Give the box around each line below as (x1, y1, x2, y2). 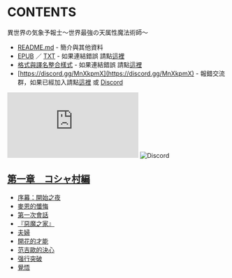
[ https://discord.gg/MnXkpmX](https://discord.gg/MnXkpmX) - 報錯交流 (17, 69, 225, 78)
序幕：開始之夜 (17, 193, 61, 201)
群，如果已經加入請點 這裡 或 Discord (17, 78, 124, 86)
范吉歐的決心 (17, 245, 55, 254)
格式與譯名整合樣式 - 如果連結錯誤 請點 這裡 (17, 60, 143, 68)
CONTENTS (7, 4, 77, 20)
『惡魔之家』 (17, 219, 55, 228)
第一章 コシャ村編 (7, 173, 90, 185)
